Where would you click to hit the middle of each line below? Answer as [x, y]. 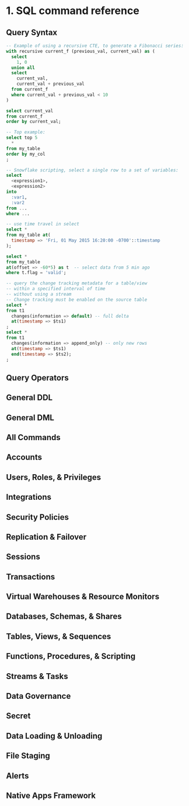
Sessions [23, 557]
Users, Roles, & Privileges [54, 477]
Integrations [29, 497]
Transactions [31, 577]
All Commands [34, 437]
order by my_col [26, 154]
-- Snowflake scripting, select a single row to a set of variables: [92, 170]
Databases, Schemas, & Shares [64, 617]
